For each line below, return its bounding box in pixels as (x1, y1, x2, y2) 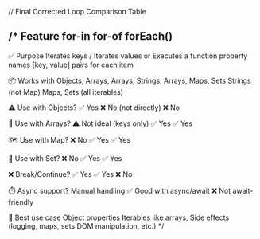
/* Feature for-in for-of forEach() (8, 29, 173, 43)
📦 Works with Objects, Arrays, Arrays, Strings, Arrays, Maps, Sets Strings (8, 76, 252, 85)
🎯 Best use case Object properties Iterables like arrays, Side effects (8, 213, 230, 222)
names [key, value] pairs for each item (8, 60, 134, 69)
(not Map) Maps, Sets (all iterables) (8, 87, 124, 96)
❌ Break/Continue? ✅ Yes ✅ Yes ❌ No (8, 169, 133, 178)
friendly (8, 197, 34, 206)
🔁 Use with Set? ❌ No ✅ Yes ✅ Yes (8, 153, 122, 163)
